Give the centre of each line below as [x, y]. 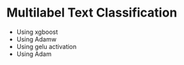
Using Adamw [36, 39]
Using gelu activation [47, 46]
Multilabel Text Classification [92, 13]
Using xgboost [37, 32]
